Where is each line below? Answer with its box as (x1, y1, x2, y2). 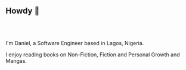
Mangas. (5, 57, 27, 64)
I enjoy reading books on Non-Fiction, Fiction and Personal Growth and (5, 51, 180, 58)
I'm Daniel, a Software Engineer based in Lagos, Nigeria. (5, 39, 144, 46)
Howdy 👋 (5, 6, 40, 16)
